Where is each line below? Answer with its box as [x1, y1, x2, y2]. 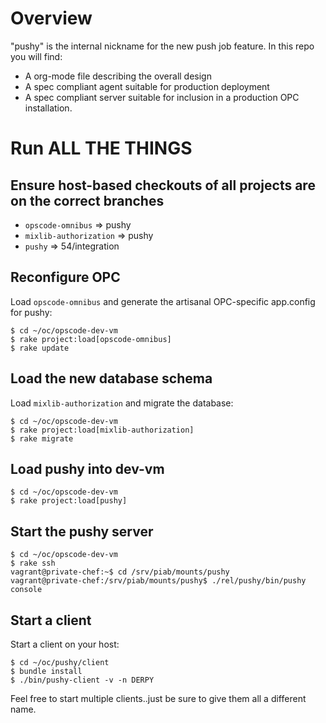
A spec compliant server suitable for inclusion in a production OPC [24, 91, 300, 103]
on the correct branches [10, 192, 165, 209]
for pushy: [10, 306, 53, 318]
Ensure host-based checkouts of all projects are [10, 177, 316, 194]
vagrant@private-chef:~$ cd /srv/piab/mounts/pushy [10, 567, 230, 577]
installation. [24, 102, 73, 114]
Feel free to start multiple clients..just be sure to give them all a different [10, 693, 307, 704]
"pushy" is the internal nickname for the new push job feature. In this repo [10, 40, 315, 52]
